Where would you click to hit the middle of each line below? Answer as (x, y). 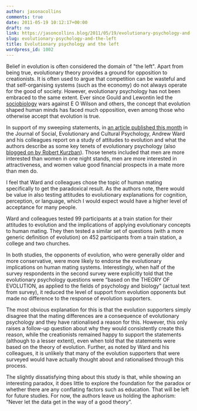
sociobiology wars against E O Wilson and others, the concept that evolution (98, 104)
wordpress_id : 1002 (30, 50)
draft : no (18, 28)
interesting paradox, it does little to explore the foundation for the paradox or (98, 383)
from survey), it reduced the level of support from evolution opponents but (96, 292)
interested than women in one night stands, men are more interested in (91, 158)
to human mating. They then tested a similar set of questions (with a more (95, 231)
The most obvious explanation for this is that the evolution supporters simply (98, 309)
